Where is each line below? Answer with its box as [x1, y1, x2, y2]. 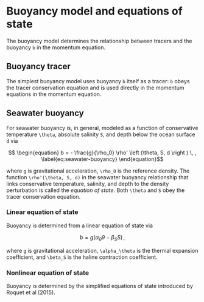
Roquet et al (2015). [6, 289, 56, 296]
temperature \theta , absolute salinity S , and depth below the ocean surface [6, 131, 195, 138]
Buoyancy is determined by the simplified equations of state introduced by [6, 282, 194, 289]
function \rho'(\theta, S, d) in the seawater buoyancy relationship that [6, 173, 189, 180]
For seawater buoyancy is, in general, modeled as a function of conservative [6, 124, 199, 131]
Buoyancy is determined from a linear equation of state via [6, 222, 153, 229]
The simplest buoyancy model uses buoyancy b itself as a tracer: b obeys [6, 77, 190, 84]
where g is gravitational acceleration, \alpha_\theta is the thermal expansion [6, 247, 199, 254]
